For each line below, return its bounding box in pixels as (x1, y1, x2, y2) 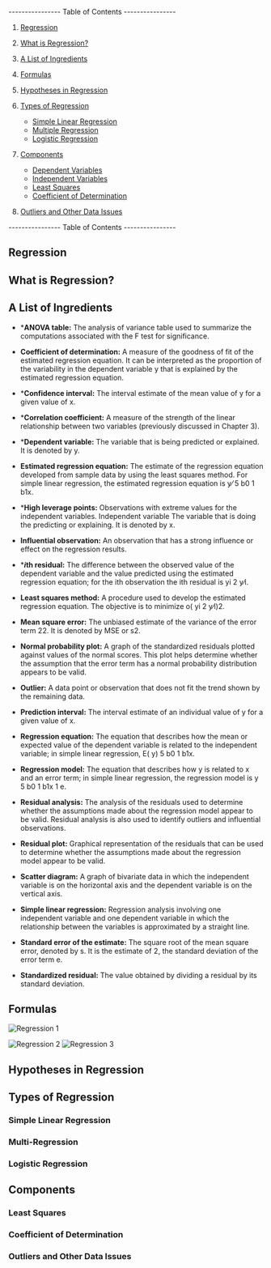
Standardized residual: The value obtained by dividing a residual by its (19, 970, 257, 980)
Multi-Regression (8, 1137, 78, 1148)
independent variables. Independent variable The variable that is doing (19, 511, 256, 521)
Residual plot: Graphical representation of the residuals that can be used (19, 838, 264, 849)
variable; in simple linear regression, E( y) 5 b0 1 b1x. (19, 748, 196, 758)
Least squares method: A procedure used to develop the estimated (19, 593, 247, 602)
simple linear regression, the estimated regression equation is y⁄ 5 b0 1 (19, 478, 255, 488)
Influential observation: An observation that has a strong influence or (19, 535, 254, 545)
